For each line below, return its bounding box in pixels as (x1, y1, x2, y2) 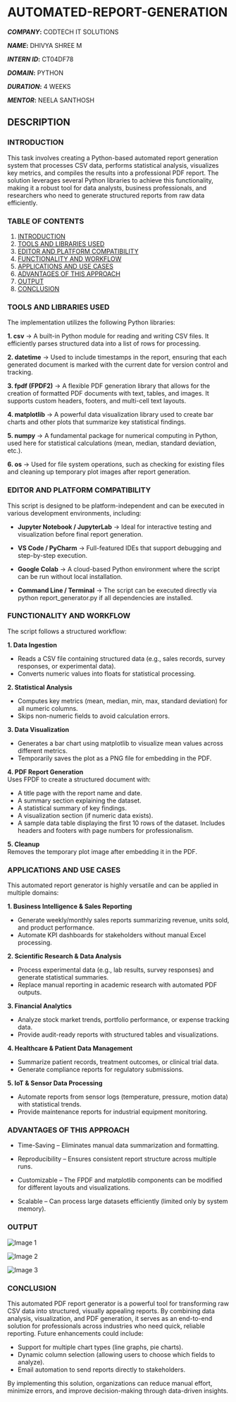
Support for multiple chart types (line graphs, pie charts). (17, 1343, 183, 1351)
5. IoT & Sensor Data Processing (7, 1079, 103, 1087)
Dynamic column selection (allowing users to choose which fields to (17, 1351, 216, 1358)
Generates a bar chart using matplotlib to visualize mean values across (17, 738, 223, 748)
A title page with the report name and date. (17, 788, 142, 797)
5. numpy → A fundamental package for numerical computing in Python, (7, 432, 218, 440)
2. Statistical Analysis (7, 683, 73, 691)
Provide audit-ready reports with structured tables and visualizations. (17, 1030, 219, 1039)
